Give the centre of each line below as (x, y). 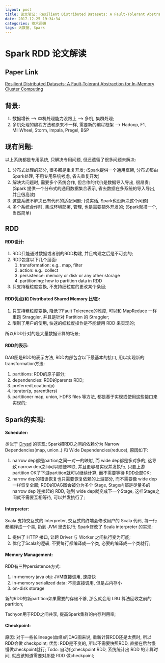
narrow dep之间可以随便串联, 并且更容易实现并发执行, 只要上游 (82, 467)
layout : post (18, 10)
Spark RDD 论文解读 (46, 54)
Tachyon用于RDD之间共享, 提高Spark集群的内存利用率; (61, 614)
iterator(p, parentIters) (35, 391)
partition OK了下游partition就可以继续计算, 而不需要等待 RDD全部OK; (82, 473)
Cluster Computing (24, 89)
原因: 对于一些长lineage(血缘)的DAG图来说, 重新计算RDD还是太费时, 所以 (78, 637)
